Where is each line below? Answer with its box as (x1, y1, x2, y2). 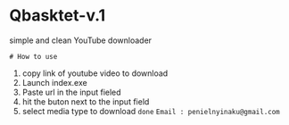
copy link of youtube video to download (21, 68, 169, 79)
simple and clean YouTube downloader (9, 35, 153, 46)
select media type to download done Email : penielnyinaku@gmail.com (21, 105, 281, 116)
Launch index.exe (21, 77, 87, 87)
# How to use (9, 52, 58, 61)
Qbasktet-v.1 (9, 5, 106, 26)
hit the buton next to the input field (21, 96, 150, 107)
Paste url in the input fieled (21, 87, 122, 97)
